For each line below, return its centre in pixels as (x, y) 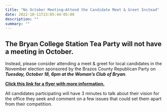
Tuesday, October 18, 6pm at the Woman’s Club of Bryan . (66, 74)
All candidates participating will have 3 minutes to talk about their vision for (82, 94)
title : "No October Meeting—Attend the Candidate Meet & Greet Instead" (82, 10)
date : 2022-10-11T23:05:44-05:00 (40, 14)
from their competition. (29, 104)
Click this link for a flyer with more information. (55, 84)
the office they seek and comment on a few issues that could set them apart (83, 99)
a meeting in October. (39, 52)
